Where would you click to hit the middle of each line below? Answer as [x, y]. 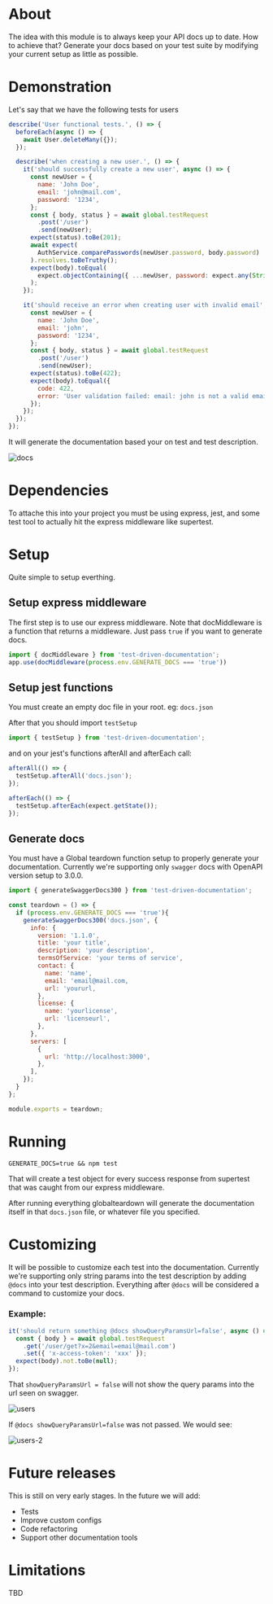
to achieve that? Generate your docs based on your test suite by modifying [133, 45]
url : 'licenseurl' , [78, 1019]
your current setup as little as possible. [74, 54]
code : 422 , [56, 388]
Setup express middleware [78, 603]
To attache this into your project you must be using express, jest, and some [134, 513]
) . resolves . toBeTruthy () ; [74, 260]
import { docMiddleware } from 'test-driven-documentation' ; [114, 655]
